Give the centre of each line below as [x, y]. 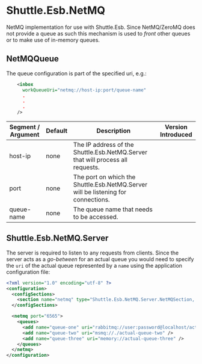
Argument [25, 134]
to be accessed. [96, 217]
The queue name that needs [113, 209]
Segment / [25, 127]
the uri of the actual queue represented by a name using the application [94, 265]
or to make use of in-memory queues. [53, 40]
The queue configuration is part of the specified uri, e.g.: [77, 73]
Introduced [176, 134]
